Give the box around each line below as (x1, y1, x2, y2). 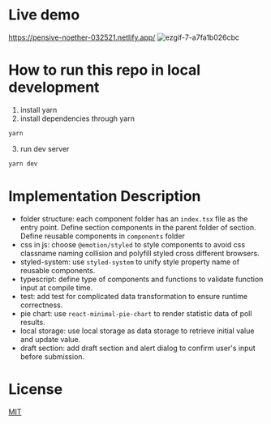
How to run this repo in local (8, 61, 201, 79)
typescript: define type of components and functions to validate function (19, 274, 264, 284)
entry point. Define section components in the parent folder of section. (19, 222, 257, 232)
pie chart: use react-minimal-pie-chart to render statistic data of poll (19, 308, 252, 318)
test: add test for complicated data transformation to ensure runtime (19, 291, 248, 301)
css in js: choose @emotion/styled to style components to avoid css (19, 239, 246, 249)
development (8, 79, 100, 96)
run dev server (19, 143, 70, 153)
